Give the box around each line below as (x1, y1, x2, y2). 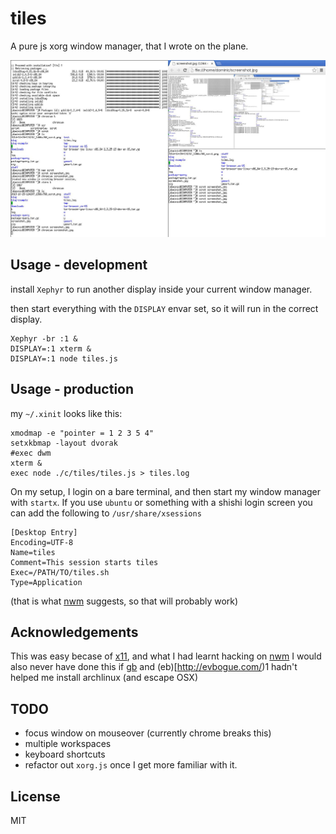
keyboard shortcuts (24, 748, 106, 761)
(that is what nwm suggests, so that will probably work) (10, 595, 239, 607)
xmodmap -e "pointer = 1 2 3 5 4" (10, 428, 155, 438)
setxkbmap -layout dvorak (10, 438, 118, 448)
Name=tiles (10, 547, 56, 557)
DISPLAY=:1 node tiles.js (10, 353, 118, 364)
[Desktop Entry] (10, 527, 78, 537)
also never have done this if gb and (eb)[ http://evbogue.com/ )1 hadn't (10, 661, 298, 673)
